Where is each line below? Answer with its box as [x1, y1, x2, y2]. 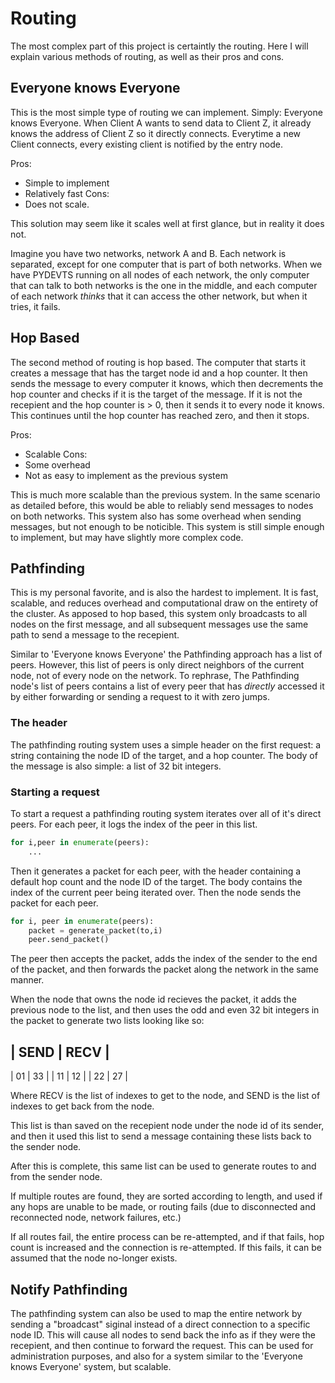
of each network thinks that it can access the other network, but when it [10, 290, 308, 302]
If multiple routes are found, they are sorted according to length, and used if [10, 1190, 323, 1202]
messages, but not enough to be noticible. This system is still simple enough [10, 520, 325, 532]
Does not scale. [24, 198, 90, 210]
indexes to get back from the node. [10, 1100, 155, 1112]
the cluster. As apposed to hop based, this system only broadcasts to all [10, 608, 308, 620]
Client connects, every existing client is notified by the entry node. [10, 138, 283, 150]
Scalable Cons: [24, 448, 88, 460]
